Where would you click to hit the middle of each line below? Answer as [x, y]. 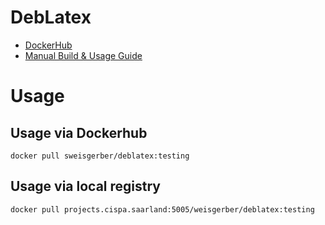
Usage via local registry [85, 186]
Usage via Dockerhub [79, 132]
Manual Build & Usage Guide [83, 55]
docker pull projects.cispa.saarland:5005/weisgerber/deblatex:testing [162, 209]
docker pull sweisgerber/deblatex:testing [100, 156]
